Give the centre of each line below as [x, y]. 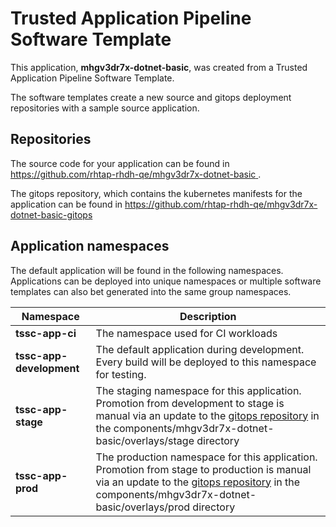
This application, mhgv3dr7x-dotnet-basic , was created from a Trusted [159, 67]
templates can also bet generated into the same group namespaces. [151, 291]
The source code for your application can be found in [120, 163]
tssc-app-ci [46, 333]
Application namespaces [90, 246]
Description [208, 316]
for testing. [121, 374]
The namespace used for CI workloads [186, 333]
